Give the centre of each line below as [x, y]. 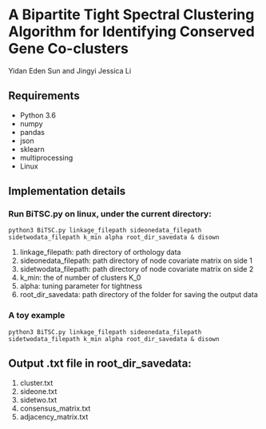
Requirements [44, 96]
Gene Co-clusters [69, 49]
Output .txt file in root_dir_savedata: [100, 364]
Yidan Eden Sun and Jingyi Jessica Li [70, 70]
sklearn [32, 149]
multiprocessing [46, 157]
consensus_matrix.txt [55, 408]
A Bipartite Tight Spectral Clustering [131, 15]
